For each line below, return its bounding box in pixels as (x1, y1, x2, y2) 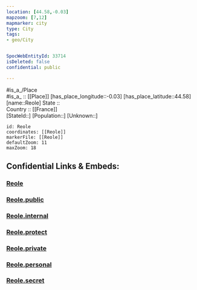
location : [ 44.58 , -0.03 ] (6, 8, 69, 15)
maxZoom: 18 (6, 144, 36, 151)
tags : (6, 31, 20, 37)
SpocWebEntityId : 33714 (6, 53, 66, 59)
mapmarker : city (6, 20, 47, 26)
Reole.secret (6, 276, 45, 285)
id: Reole (6, 123, 31, 130)
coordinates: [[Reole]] (6, 129, 66, 135)
